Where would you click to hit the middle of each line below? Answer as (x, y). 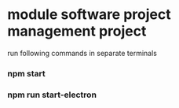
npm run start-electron (52, 95)
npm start (27, 73)
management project (77, 31)
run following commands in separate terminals (82, 53)
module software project (89, 15)
